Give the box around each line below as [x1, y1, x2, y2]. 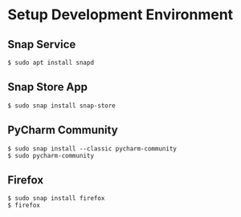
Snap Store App [7, 80, 88, 94]
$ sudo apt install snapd [7, 58, 94, 66]
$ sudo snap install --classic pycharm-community [7, 144, 178, 153]
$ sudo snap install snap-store [7, 102, 116, 110]
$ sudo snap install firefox [7, 195, 105, 203]
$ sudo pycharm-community [7, 151, 94, 159]
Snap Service [7, 38, 76, 51]
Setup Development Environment [7, 6, 234, 24]
